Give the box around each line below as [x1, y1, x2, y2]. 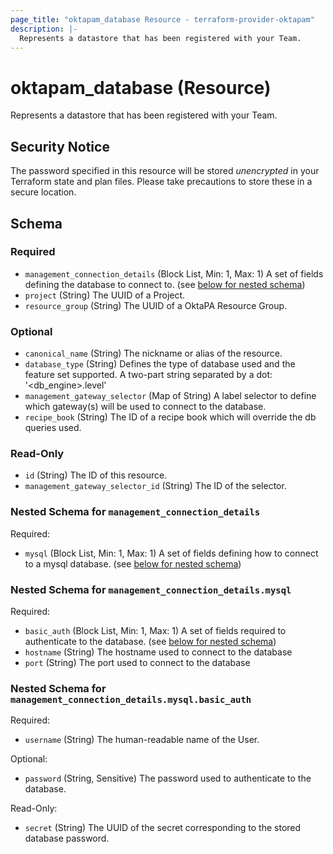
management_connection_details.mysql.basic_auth [10, 694, 252, 705]
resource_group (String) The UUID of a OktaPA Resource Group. [24, 299, 288, 311]
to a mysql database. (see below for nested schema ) [24, 557, 242, 570]
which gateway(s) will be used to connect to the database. [24, 401, 267, 413]
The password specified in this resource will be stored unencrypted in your [10, 165, 320, 177]
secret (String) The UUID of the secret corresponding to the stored [24, 822, 302, 834]
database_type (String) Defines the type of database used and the [24, 358, 296, 370]
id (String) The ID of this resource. [24, 469, 168, 481]
